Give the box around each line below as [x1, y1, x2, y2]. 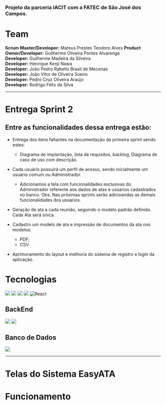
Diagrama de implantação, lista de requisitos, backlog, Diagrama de [19, 151, 158, 157]
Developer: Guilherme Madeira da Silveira [5, 55, 91, 61]
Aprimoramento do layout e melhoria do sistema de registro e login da [12, 251, 155, 257]
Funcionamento [5, 391, 71, 402]
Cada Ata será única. [12, 212, 55, 218]
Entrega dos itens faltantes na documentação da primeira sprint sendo [12, 136, 156, 142]
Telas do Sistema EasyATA [5, 368, 116, 379]
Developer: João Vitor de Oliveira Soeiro [5, 71, 88, 77]
